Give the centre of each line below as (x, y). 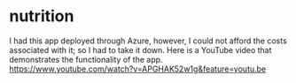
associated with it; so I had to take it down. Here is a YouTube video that (140, 49)
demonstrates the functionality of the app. (86, 59)
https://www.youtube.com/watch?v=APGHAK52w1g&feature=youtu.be (138, 69)
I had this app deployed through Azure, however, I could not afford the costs (148, 41)
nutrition (42, 16)
